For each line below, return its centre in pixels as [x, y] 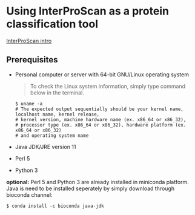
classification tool [52, 24]
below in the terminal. [57, 93]
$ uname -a [29, 104]
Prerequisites [32, 60]
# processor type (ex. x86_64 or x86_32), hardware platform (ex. [101, 125]
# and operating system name [52, 135]
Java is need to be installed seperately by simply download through [90, 188]
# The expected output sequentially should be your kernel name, [99, 109]
